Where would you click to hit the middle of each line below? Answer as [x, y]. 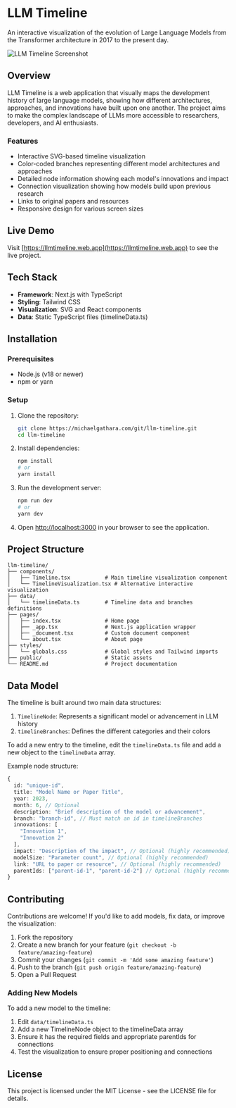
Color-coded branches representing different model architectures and [118, 164]
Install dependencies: [48, 448]
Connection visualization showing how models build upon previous [114, 186]
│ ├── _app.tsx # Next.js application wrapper [102, 627]
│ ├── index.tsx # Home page [73, 621]
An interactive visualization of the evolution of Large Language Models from [117, 32]
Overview [29, 76]
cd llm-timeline [41, 435]
